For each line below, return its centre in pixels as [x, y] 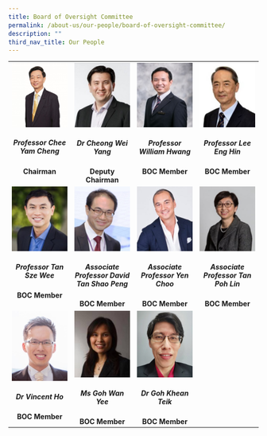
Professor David [102, 275]
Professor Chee [40, 142]
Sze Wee [40, 275]
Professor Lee [228, 142]
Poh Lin [227, 283]
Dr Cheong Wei [103, 142]
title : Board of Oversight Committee [71, 17]
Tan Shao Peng [103, 283]
